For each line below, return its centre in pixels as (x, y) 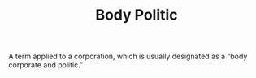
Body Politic (137, 15)
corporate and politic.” (46, 65)
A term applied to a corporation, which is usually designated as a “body (128, 56)
